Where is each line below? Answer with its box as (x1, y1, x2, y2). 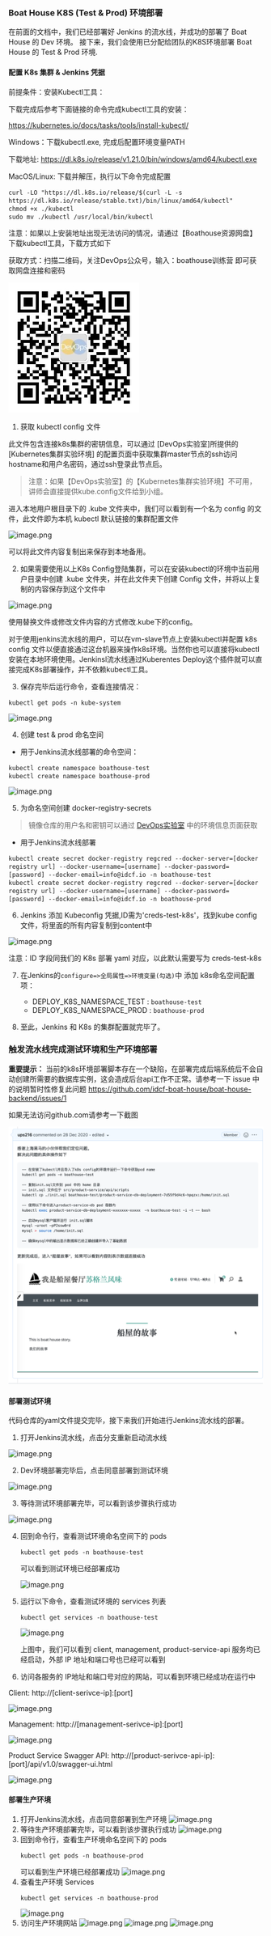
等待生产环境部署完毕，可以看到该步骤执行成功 (19, 1824, 176, 1834)
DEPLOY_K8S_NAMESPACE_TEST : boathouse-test (32, 997, 202, 1006)
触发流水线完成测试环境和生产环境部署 (8, 1044, 158, 1055)
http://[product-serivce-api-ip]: (110, 1751, 215, 1760)
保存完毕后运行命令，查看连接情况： (19, 681, 142, 691)
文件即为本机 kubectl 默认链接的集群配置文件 (29, 514, 180, 523)
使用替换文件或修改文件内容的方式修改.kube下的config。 (8, 616, 197, 626)
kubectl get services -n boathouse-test (19, 1614, 159, 1622)
